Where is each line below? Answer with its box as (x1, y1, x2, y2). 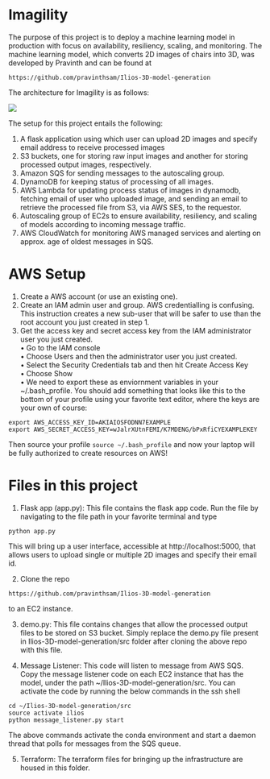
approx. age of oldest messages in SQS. (19, 236, 154, 247)
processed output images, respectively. (19, 160, 152, 169)
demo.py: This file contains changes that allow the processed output (19, 619, 248, 629)
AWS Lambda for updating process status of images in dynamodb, (19, 185, 241, 195)
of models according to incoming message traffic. (19, 219, 186, 229)
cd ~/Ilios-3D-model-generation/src (8, 702, 131, 710)
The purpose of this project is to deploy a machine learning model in (8, 32, 235, 42)
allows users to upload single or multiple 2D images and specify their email (8, 549, 257, 559)
